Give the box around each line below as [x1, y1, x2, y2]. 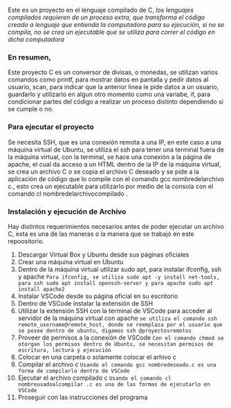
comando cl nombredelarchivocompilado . [8, 189, 129, 198]
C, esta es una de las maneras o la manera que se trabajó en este [8, 230, 194, 238]
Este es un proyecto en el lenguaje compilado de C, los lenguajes [8, 6, 194, 14]
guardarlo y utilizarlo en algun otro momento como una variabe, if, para [8, 90, 211, 99]
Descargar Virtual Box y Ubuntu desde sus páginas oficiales [17, 250, 190, 259]
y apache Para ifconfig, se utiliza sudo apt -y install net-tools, [17, 272, 220, 281]
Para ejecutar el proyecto [8, 122, 94, 132]
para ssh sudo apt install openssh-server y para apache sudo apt [17, 279, 214, 286]
